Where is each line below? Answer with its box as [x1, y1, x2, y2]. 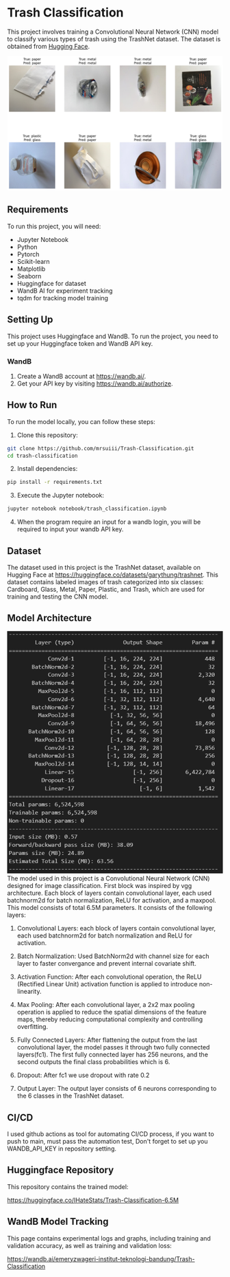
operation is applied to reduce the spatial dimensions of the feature [16, 1008, 207, 1017]
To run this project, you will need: [7, 222, 101, 230]
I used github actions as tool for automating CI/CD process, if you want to [7, 1130, 214, 1138]
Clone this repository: [16, 431, 78, 439]
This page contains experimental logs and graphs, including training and [7, 1234, 211, 1242]
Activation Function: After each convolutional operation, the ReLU [16, 973, 202, 981]
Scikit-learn [16, 257, 50, 265]
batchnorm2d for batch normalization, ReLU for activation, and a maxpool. [7, 896, 217, 904]
